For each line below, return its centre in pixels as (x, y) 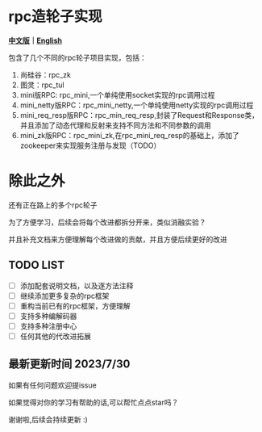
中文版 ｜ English (35, 40)
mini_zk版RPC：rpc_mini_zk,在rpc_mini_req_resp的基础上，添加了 (130, 135)
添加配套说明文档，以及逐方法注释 (77, 285)
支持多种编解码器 (48, 316)
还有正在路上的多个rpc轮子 (53, 205)
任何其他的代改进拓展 (55, 336)
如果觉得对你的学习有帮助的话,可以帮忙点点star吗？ (94, 402)
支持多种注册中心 (48, 326)
